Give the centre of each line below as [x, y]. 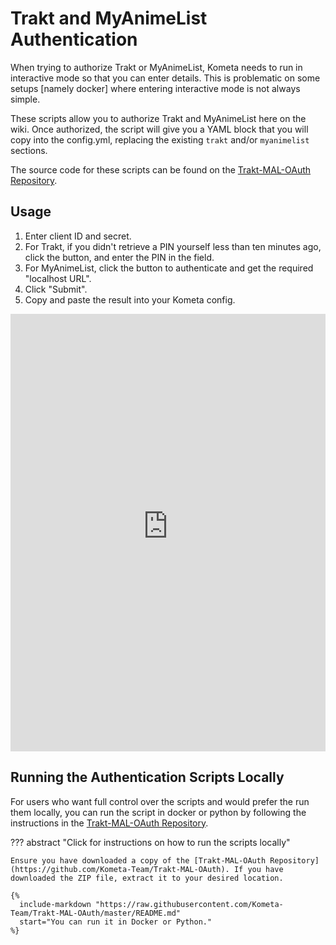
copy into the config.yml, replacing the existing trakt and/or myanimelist [160, 139]
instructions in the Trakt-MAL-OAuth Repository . [109, 823]
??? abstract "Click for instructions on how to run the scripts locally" [150, 842]
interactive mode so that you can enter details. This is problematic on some [165, 78]
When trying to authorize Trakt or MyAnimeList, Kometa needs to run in [156, 67]
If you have [258, 869]
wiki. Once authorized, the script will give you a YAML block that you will [159, 129]
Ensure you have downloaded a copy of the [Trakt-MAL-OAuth [138, 860]
